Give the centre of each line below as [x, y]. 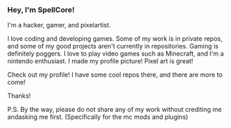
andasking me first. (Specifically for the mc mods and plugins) [98, 117]
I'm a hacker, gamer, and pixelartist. [59, 25]
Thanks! [19, 96]
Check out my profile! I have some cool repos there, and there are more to [115, 75]
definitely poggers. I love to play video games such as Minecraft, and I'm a [115, 53]
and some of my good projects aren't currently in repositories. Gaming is [113, 46]
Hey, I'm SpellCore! [41, 10]
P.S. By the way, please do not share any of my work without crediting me [115, 110]
